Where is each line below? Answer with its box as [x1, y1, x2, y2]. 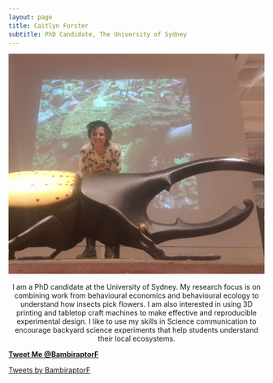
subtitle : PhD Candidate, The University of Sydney [8, 30, 187, 38]
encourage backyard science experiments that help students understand [15, 325, 258, 334]
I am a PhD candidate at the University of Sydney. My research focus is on [11, 282, 262, 291]
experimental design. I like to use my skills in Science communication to [16, 316, 257, 326]
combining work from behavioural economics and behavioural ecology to [14, 290, 259, 300]
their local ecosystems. [97, 334, 176, 343]
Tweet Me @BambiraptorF [8, 349, 99, 359]
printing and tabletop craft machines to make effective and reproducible [15, 308, 258, 317]
